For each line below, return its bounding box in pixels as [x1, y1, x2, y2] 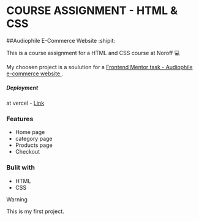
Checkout [15, 148, 40, 155]
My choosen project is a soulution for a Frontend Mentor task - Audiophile [6, 63, 193, 70]
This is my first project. [6, 208, 64, 215]
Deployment [6, 84, 39, 91]
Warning [6, 195, 28, 203]
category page [15, 135, 53, 143]
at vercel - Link [6, 99, 45, 107]
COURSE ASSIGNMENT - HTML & [6, 4, 178, 18]
